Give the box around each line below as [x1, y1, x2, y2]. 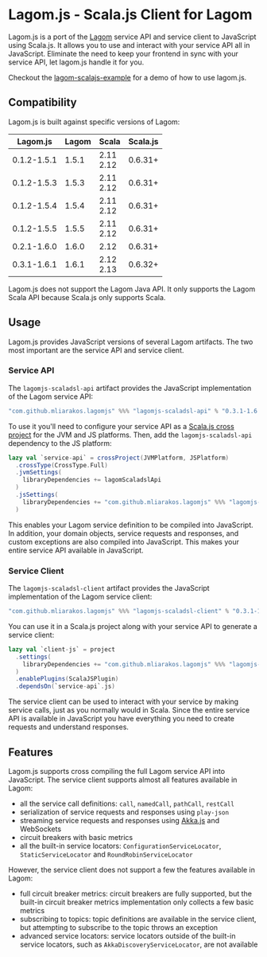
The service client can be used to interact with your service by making [8, 697, 239, 706]
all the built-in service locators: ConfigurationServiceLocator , [19, 841, 222, 850]
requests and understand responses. [8, 722, 130, 732]
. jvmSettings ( [15, 468, 62, 477]
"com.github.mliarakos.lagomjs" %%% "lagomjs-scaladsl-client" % [8, 607, 229, 615]
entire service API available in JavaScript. [8, 545, 145, 555]
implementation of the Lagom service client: [8, 592, 153, 602]
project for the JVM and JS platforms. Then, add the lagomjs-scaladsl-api [8, 430, 253, 439]
